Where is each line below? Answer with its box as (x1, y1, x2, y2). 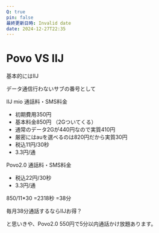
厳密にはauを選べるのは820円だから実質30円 (14, 133, 128, 141)
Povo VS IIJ (6, 52, 64, 65)
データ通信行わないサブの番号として (6, 85, 96, 92)
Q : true (6, 8, 26, 15)
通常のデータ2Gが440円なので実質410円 (14, 126, 116, 133)
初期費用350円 (14, 111, 52, 118)
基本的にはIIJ (6, 72, 39, 80)
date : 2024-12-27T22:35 (6, 25, 66, 32)
